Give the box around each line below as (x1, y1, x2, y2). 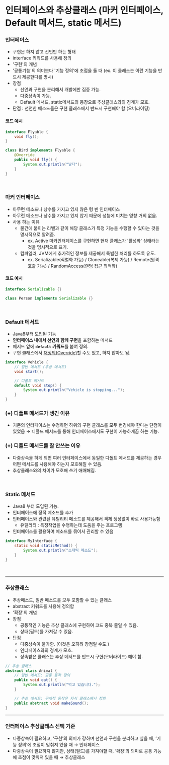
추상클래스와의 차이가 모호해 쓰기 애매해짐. (12, 467, 97, 473)
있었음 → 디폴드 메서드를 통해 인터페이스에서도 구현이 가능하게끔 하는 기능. (12, 428, 159, 434)
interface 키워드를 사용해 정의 (12, 55, 72, 61)
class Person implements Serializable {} (5, 295, 94, 301)
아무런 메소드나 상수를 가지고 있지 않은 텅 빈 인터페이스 (12, 206, 120, 212)
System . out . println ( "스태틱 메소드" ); (23, 548, 98, 553)
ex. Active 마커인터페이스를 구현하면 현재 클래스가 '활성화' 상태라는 (27, 238, 160, 244)
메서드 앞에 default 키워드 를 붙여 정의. (12, 343, 89, 350)
